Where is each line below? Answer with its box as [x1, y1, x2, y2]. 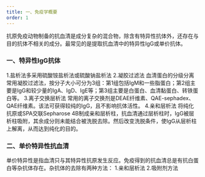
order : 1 [6, 15, 29, 21]
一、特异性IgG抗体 [6, 56, 61, 65]
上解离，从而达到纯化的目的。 [6, 125, 81, 132]
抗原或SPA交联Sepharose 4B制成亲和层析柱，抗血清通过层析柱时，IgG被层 [6, 109, 195, 117]
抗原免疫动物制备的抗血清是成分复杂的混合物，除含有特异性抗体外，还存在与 [6, 32, 199, 40]
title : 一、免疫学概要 [6, 9, 58, 15]
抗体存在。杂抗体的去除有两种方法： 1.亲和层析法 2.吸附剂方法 [22, 164, 179, 172]
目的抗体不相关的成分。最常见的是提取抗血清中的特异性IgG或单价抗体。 [6, 40, 186, 47]
